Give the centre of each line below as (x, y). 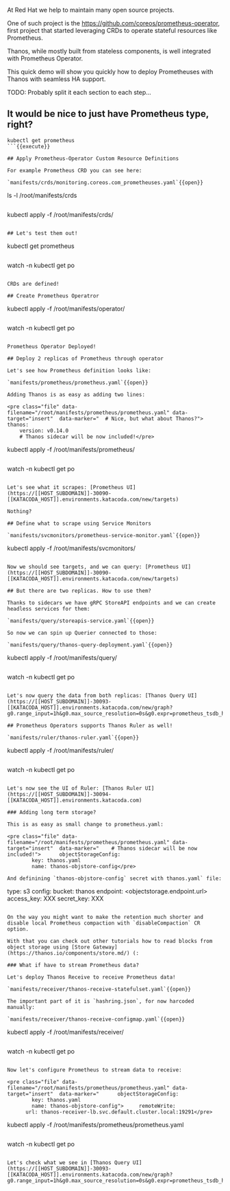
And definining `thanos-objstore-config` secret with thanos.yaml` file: (115, 878)
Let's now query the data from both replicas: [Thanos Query (96, 695)
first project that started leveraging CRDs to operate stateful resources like (112, 31)
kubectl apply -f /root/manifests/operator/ (66, 308)
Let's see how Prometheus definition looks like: (79, 370)
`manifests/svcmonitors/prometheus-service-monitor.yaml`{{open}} (104, 535)
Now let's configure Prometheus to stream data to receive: (95, 1070)
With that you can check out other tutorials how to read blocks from (110, 941)
